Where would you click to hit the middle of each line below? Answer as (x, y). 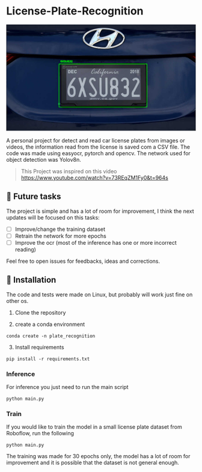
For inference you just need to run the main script (67, 387)
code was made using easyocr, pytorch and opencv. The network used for (98, 153)
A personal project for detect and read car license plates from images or (96, 140)
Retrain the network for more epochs (60, 236)
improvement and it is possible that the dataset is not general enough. (93, 463)
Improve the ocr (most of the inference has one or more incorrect (96, 242)
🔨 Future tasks (34, 197)
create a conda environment (50, 324)
